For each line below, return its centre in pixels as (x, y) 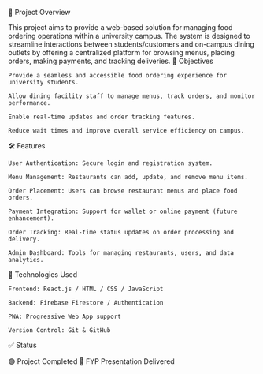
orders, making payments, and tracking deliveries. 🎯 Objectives (111, 61)
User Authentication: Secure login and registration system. (111, 163)
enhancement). (31, 219)
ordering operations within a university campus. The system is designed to (129, 36)
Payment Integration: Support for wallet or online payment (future (123, 211)
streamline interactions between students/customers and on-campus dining (131, 44)
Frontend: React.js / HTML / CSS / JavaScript (86, 289)
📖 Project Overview (39, 12)
